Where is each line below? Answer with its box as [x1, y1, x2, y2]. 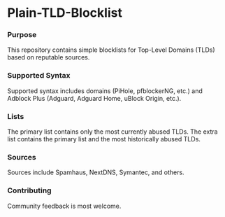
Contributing [7, 185, 52, 195]
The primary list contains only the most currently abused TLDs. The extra [7, 127, 218, 136]
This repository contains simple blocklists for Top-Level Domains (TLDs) [7, 45, 215, 54]
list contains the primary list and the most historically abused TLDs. [7, 135, 201, 143]
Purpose [7, 30, 37, 40]
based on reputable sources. [7, 53, 90, 62]
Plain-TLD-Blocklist [7, 5, 122, 21]
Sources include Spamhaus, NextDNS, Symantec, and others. [7, 168, 184, 176]
